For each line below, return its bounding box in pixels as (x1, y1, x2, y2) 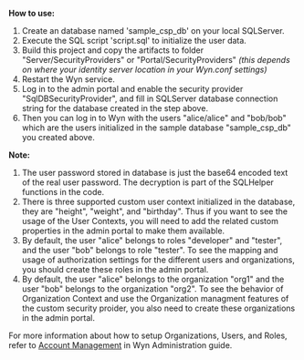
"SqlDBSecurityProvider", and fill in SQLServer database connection (21, 93, 278, 104)
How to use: (8, 8, 56, 18)
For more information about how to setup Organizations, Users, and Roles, (8, 330, 288, 341)
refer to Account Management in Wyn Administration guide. (8, 340, 233, 350)
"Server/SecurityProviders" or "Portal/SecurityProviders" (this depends (21, 55, 291, 65)
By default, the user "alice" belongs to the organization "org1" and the (21, 273, 285, 284)
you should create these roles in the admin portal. (21, 264, 209, 274)
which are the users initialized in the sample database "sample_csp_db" (21, 122, 291, 133)
